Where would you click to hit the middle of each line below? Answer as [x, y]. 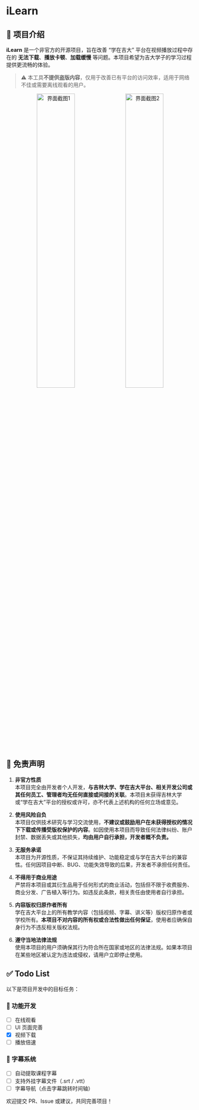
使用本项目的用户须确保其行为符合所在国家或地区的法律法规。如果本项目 [103, 947]
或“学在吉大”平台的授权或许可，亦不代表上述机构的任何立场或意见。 [98, 802]
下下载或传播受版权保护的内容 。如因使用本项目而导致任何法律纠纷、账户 [103, 829]
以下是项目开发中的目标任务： [43, 989]
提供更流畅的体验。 [30, 65]
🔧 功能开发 [21, 1006]
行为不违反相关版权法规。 [52, 927]
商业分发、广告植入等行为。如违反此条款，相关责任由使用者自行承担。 [101, 892]
